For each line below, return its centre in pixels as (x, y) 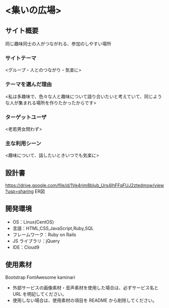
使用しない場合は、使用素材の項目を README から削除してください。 (85, 300)
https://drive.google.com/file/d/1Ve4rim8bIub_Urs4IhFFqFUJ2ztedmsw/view (84, 185)
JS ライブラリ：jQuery (36, 241)
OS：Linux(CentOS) (33, 222)
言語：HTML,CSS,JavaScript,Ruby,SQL (53, 228)
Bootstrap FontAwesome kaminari (40, 277)
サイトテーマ (21, 58)
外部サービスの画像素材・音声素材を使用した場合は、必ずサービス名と (86, 288)
